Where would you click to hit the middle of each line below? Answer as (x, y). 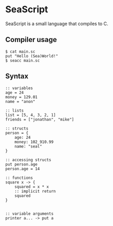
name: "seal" (28, 146)
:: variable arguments (29, 214)
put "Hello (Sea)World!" (32, 56)
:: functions (19, 178)
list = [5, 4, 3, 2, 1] (31, 115)
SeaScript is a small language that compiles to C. (57, 24)
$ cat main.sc (20, 52)
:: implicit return (35, 191)
